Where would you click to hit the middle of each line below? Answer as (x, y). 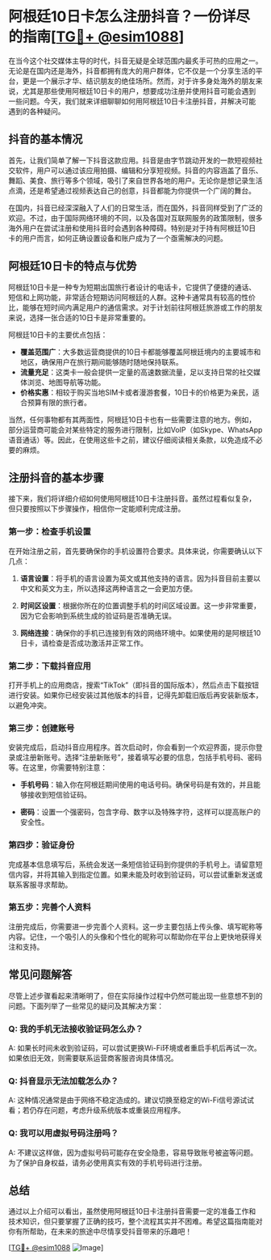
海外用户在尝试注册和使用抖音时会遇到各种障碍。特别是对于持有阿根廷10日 (132, 228)
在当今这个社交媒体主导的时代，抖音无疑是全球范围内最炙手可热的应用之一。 (135, 61)
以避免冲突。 (29, 705)
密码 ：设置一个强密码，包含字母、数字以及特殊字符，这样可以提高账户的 (140, 812)
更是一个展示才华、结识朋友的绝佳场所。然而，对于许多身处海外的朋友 (139, 81)
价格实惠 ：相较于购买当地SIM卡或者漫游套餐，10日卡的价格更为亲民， (136, 392)
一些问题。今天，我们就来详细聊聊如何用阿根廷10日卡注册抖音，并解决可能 (132, 101)
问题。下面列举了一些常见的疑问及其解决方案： (86, 1006)
